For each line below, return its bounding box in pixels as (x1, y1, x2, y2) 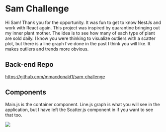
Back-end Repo (5, 60, 54, 69)
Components (5, 88, 46, 97)
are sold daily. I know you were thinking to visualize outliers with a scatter (5, 35, 156, 41)
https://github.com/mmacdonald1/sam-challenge (5, 73, 105, 80)
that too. (5, 112, 22, 118)
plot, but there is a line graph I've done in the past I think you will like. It (5, 40, 151, 46)
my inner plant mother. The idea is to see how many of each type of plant (5, 30, 155, 36)
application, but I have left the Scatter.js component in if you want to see (5, 107, 153, 113)
